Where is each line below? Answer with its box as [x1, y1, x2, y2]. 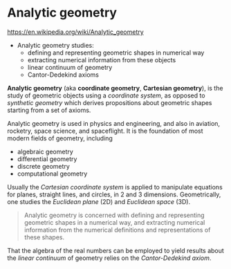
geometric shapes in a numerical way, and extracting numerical [24, 218, 205, 226]
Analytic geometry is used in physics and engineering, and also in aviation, [7, 119, 220, 127]
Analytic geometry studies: [17, 41, 95, 49]
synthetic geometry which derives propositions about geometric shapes [7, 98, 212, 106]
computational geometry [17, 169, 88, 178]
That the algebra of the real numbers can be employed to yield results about [7, 246, 225, 254]
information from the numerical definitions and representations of [24, 225, 211, 234]
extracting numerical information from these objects [27, 55, 176, 64]
